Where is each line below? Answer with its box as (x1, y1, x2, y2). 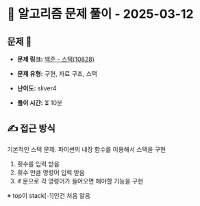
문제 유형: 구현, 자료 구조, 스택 (16, 70, 98, 77)
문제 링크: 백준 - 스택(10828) (16, 55, 95, 63)
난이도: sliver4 (16, 84, 57, 92)
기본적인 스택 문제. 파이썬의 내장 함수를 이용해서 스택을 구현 (7, 145, 166, 153)
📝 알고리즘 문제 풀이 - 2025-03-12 (7, 6, 194, 22)
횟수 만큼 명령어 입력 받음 (16, 168, 86, 177)
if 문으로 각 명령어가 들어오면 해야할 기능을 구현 (16, 177, 144, 185)
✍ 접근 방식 (7, 123, 56, 134)
